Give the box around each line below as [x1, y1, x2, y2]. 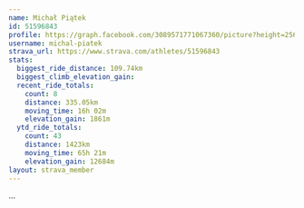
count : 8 [25, 89, 58, 98]
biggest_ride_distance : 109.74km [16, 64, 143, 74]
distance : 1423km [25, 140, 91, 149]
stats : [8, 55, 34, 64]
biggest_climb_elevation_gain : [16, 73, 135, 82]
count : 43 [25, 132, 63, 141]
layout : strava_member [8, 165, 94, 174]
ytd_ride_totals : [16, 124, 83, 133]
